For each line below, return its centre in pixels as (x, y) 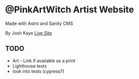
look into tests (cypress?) (38, 71)
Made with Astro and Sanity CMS (39, 23)
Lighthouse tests (29, 66)
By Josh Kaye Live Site (29, 33)
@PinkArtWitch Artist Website (70, 10)
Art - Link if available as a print (44, 61)
